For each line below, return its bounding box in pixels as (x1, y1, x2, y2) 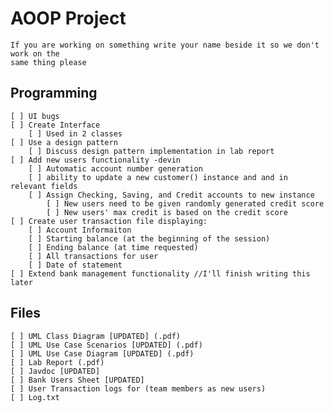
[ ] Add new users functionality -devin (10, 155, 182, 165)
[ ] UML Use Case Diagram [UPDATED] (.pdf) (10, 348, 195, 359)
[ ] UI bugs (10, 111, 60, 121)
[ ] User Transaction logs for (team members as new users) (10, 383, 267, 394)
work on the (10, 48, 60, 59)
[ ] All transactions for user (28, 251, 159, 261)
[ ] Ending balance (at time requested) (28, 242, 199, 252)
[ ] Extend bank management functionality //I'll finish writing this (10, 268, 311, 279)
